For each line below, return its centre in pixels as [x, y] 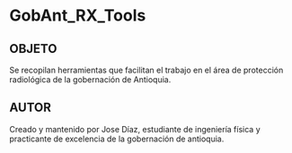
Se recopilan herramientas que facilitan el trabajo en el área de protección [146, 70]
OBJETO [33, 49]
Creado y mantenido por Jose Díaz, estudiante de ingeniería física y [135, 129]
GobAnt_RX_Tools [78, 16]
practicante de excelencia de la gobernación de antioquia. [117, 139]
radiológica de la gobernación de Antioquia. [90, 80]
